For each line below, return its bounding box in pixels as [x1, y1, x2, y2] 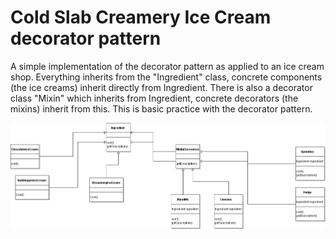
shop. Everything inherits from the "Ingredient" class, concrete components [10, 71, 323, 83]
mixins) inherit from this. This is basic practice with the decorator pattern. [10, 102, 313, 115]
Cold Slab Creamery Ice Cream [10, 6, 272, 29]
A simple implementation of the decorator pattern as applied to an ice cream [10, 60, 325, 72]
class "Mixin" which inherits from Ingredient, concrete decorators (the [10, 92, 299, 104]
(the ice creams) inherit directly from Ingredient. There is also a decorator [10, 81, 313, 93]
